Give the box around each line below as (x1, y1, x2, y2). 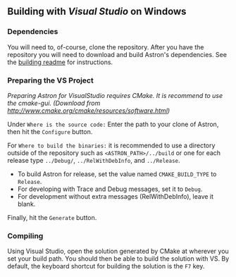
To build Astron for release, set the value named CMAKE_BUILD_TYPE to (17, 169, 217, 178)
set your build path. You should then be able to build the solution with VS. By (7, 254, 230, 263)
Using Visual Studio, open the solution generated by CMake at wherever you (7, 247, 229, 256)
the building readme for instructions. (7, 58, 113, 66)
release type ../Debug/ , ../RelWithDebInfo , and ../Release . (7, 156, 181, 164)
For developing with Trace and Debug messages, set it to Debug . (17, 185, 203, 193)
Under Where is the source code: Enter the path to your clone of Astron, (7, 120, 219, 128)
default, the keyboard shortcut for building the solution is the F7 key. (7, 262, 205, 271)
